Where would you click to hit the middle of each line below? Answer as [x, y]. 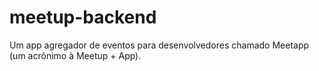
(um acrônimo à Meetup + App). [75, 55]
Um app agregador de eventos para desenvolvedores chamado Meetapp [159, 45]
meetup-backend [83, 17]
